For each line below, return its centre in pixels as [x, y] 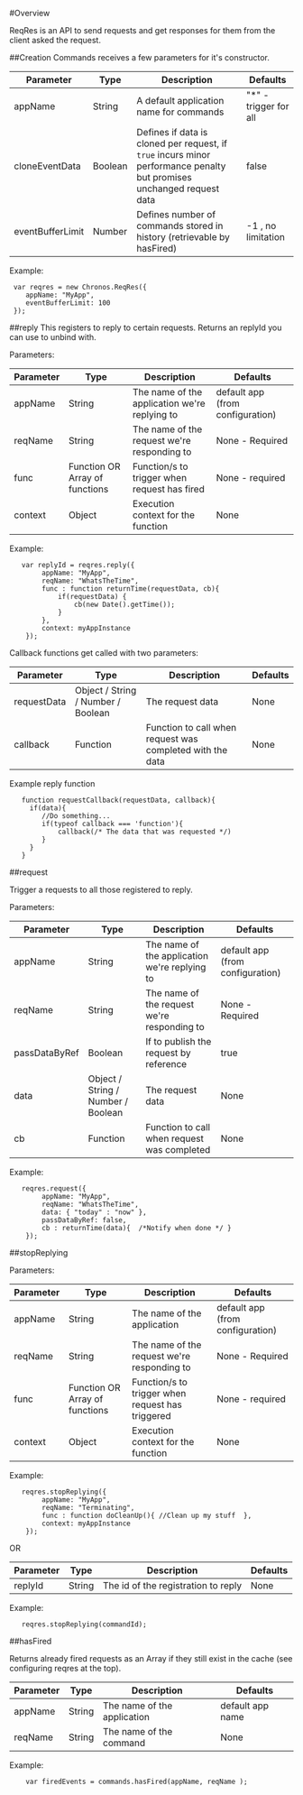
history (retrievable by [183, 237]
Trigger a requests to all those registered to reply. [101, 889]
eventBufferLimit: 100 [68, 303]
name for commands [180, 112]
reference [166, 1064]
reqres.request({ [54, 1189]
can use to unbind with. [53, 337]
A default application [180, 101]
